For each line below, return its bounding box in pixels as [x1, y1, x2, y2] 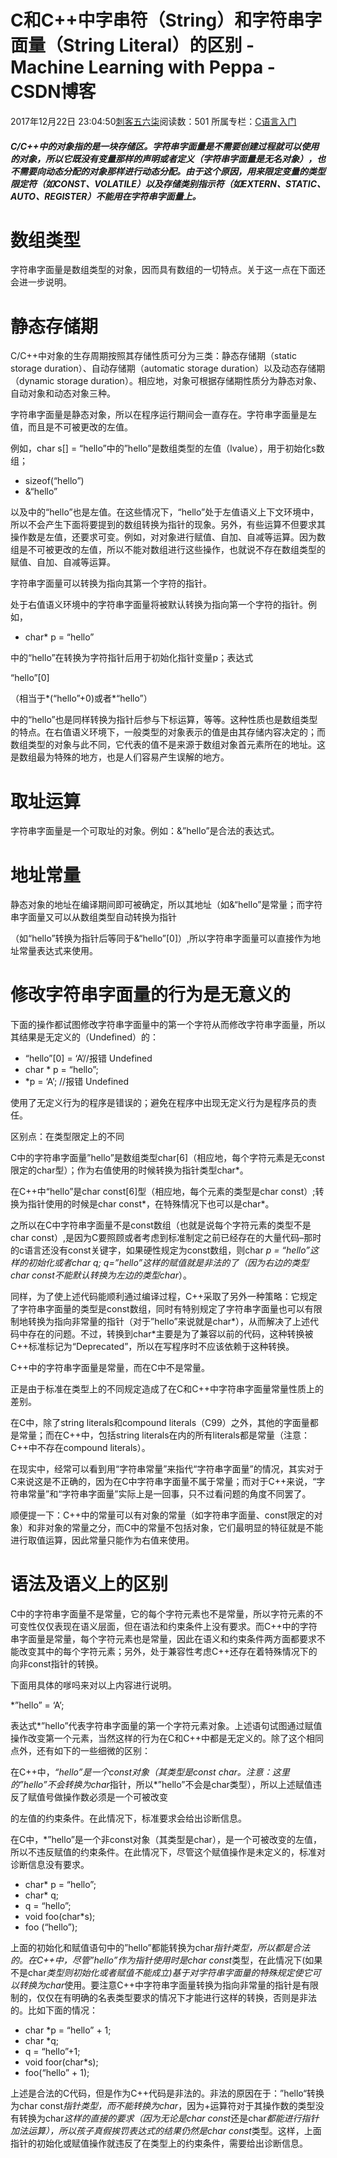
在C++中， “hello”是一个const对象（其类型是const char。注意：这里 [10, 1766, 290, 1778]
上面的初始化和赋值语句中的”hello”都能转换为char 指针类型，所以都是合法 [10, 1942, 311, 1954]
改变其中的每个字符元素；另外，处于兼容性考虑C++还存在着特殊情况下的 [18, 1646, 318, 1658]
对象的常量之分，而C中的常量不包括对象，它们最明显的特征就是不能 [44, 1522, 324, 1534]
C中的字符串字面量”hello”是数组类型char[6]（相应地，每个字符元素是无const [10, 1152, 325, 1164]
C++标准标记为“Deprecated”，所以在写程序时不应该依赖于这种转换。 [10, 1341, 295, 1353]
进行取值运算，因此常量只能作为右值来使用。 [10, 1534, 195, 1546]
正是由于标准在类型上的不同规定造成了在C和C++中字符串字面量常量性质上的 [10, 1383, 324, 1395]
